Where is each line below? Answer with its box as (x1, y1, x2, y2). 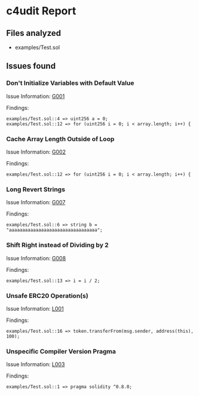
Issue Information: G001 (6, 93, 65, 100)
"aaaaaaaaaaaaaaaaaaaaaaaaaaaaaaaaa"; (6, 227, 103, 234)
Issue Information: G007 (6, 199, 66, 206)
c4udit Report (6, 4, 76, 18)
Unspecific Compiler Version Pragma (6, 347, 117, 355)
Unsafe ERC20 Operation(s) (6, 291, 88, 300)
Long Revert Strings (6, 185, 66, 194)
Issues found (6, 61, 56, 71)
